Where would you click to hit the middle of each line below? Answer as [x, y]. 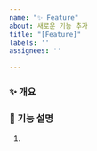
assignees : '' [36, 51]
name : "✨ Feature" [44, 18]
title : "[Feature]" [45, 34]
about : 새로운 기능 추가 [49, 26]
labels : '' [29, 43]
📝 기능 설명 [31, 118]
